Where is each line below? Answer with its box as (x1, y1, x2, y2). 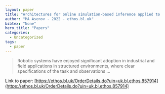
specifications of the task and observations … (17, 68, 111, 74)
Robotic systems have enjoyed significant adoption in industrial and (17, 57, 155, 63)
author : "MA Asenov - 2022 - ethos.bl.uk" (5, 16, 94, 21)
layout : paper (5, 7, 35, 12)
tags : (5, 40, 16, 45)
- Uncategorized (9, 35, 43, 40)
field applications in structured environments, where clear (17, 63, 135, 69)
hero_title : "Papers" (5, 26, 50, 31)
